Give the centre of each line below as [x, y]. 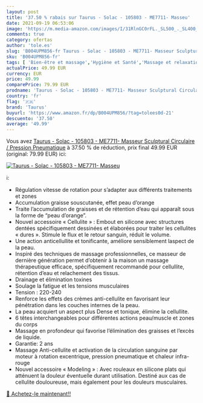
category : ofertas [29, 40]
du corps [26, 325]
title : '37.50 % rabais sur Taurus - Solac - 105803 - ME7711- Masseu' [98, 17]
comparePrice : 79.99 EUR [37, 85]
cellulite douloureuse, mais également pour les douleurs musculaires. [101, 382]
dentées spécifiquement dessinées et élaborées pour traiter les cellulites [105, 228]
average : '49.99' [28, 124]
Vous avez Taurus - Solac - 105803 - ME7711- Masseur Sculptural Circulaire [101, 141]
